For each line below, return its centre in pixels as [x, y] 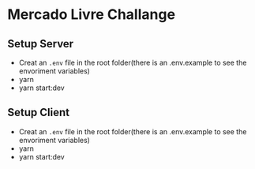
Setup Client [39, 113]
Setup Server [41, 44]
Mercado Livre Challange [91, 15]
